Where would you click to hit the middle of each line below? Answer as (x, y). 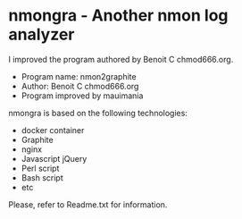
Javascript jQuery (54, 158)
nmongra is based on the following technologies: (98, 113)
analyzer (42, 34)
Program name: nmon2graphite (79, 76)
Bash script (42, 177)
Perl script (40, 168)
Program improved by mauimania (82, 96)
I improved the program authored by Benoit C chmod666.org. (121, 59)
